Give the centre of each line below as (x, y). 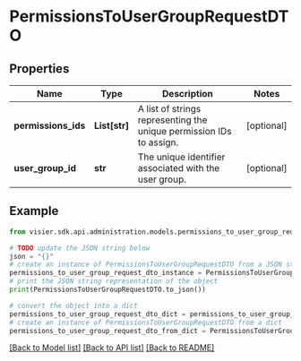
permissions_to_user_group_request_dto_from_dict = (107, 331)
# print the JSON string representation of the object (114, 281)
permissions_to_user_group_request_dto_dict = (98, 314)
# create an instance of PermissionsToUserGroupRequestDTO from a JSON (146, 265)
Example (34, 211)
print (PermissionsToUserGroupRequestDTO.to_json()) (107, 290)
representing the (172, 120)
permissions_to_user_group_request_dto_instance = (106, 273)
